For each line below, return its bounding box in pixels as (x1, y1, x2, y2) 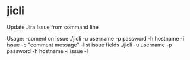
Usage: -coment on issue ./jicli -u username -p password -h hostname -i (7, 35, 185, 42)
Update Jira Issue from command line (7, 24, 99, 31)
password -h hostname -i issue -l (7, 47, 88, 54)
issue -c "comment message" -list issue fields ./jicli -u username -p (7, 41, 172, 48)
